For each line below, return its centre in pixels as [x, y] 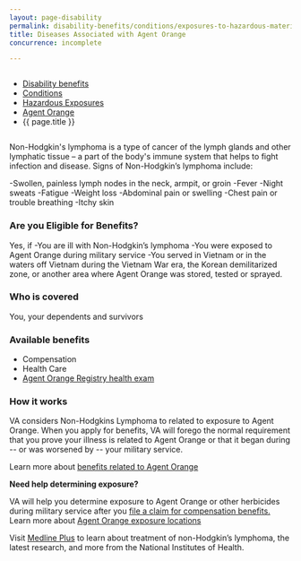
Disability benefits [56, 84]
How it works [39, 401]
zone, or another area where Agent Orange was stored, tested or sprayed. [146, 273]
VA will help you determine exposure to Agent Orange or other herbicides [145, 502]
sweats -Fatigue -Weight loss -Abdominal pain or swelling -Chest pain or [143, 193]
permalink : [30, 26]
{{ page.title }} [48, 122]
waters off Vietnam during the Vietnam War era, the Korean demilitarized [143, 264]
